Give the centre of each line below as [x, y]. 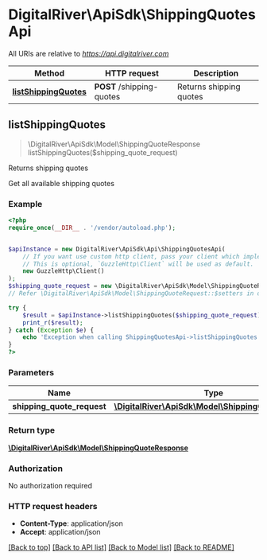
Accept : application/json [60, 532]
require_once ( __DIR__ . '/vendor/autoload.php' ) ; [92, 227]
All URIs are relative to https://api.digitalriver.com [89, 53]
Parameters [31, 372]
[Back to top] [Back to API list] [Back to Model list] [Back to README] [121, 547]
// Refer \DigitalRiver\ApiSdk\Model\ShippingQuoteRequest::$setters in [131, 294]
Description [216, 73]
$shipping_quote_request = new [60, 286]
